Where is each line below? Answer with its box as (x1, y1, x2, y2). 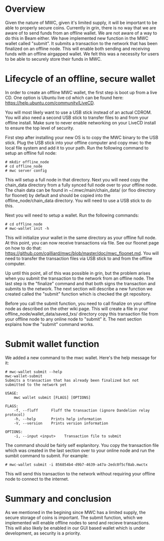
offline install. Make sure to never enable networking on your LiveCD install (5, 120, 156, 125)
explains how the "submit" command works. (5, 321, 94, 327)
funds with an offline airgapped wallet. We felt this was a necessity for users (5, 50, 159, 57)
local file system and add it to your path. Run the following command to (5, 145, 149, 150)
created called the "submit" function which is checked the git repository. (5, 291, 152, 297)
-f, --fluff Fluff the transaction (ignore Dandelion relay (14, 408, 150, 413)
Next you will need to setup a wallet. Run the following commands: (5, 212, 140, 218)
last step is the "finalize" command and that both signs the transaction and (5, 280, 156, 286)
